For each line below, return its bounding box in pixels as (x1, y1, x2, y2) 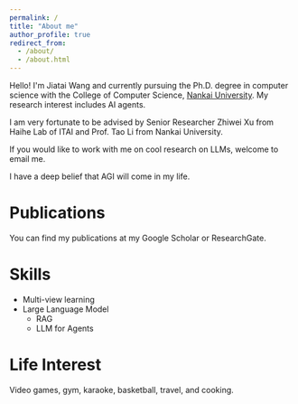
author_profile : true (9, 30, 91, 39)
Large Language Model (22, 304, 109, 315)
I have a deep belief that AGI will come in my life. (9, 171, 191, 182)
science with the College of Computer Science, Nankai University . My (9, 89, 269, 100)
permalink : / (9, 13, 59, 23)
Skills (9, 264, 51, 285)
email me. (9, 154, 46, 164)
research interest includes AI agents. (9, 99, 146, 109)
